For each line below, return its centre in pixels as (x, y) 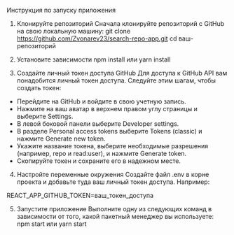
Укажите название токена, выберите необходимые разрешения (112, 146)
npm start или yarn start (51, 224)
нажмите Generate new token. (61, 138)
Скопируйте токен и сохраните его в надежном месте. (99, 161)
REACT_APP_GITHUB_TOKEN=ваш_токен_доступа (80, 195)
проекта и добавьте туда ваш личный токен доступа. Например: (113, 182)
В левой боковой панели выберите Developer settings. (98, 124)
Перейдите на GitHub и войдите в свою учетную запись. (101, 101)
